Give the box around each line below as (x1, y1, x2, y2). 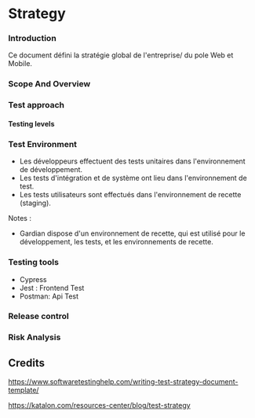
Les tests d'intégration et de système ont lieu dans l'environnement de (19, 174, 247, 183)
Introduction (8, 33, 56, 44)
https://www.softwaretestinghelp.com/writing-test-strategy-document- (8, 377, 239, 387)
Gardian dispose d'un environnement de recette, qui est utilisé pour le (19, 229, 246, 238)
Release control (8, 311, 69, 322)
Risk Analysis (8, 332, 61, 343)
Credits (8, 356, 46, 369)
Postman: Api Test (19, 291, 79, 301)
